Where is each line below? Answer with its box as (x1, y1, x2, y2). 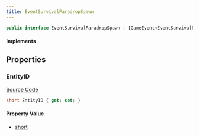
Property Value (6, 110, 44, 117)
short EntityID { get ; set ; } (6, 97, 81, 103)
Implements (6, 38, 37, 45)
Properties (6, 54, 46, 65)
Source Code (6, 86, 38, 93)
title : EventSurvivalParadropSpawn (6, 8, 94, 15)
